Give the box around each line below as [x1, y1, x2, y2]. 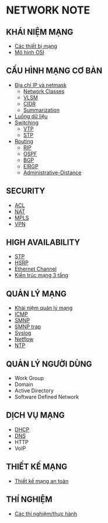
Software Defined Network [14, 394, 79, 401]
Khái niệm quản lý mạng [14, 304, 73, 312]
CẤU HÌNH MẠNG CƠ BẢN [6, 66, 103, 76]
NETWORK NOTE [6, 4, 90, 17]
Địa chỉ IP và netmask [14, 81, 67, 88]
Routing [14, 138, 34, 145]
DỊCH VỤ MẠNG [6, 410, 65, 421]
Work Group [14, 375, 44, 382]
